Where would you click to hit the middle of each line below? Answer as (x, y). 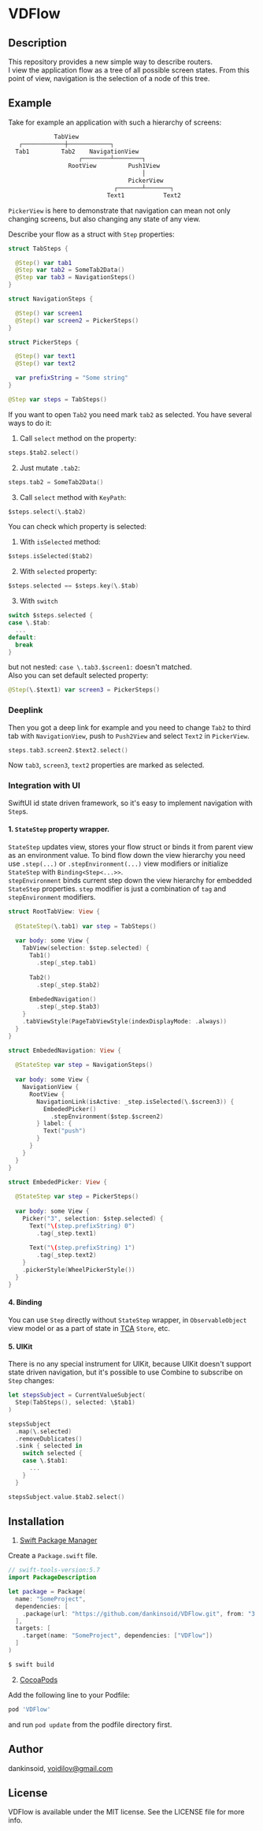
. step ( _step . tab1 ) (67, 963)
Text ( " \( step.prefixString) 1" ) (82, 1248)
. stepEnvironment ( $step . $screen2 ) (107, 1117)
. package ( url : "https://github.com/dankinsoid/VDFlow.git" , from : (133, 1613)
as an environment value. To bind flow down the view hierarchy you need (127, 855)
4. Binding (25, 1303)
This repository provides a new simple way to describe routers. (110, 62)
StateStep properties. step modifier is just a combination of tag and (117, 889)
